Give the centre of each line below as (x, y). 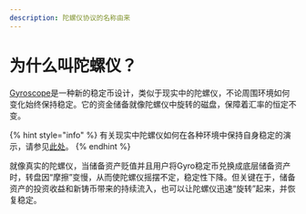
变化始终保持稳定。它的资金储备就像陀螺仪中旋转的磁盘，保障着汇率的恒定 (149, 104)
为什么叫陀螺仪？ (74, 66)
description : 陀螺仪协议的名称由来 (70, 18)
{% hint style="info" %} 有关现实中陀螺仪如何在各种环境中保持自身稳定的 (147, 135)
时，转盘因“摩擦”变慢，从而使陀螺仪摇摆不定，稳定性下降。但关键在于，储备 (153, 177)
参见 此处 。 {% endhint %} (82, 146)
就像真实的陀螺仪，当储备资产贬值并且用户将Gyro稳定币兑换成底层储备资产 (150, 166)
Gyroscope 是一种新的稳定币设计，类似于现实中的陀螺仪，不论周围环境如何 (150, 93)
